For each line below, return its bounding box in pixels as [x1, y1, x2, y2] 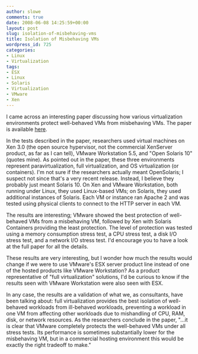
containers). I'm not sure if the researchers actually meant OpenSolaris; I [6, 168, 184, 175]
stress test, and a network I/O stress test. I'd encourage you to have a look [6, 236, 189, 243]
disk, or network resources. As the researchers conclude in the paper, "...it [6, 316, 188, 323]
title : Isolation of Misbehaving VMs [6, 36, 100, 42]
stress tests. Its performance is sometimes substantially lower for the [6, 329, 175, 336]
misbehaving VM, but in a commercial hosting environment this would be [6, 335, 184, 342]
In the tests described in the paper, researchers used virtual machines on [6, 137, 185, 144]
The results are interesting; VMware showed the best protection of [6, 211, 169, 218]
